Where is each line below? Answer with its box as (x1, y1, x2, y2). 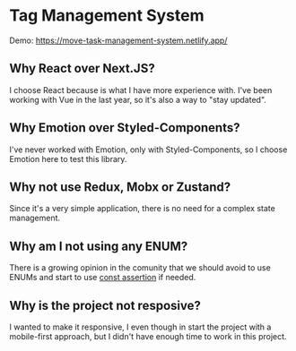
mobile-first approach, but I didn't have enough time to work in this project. (9, 331, 287, 341)
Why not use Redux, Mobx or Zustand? (9, 179, 231, 194)
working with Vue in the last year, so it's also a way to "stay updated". (9, 94, 267, 105)
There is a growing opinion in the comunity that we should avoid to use (9, 262, 271, 273)
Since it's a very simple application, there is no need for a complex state (9, 203, 275, 214)
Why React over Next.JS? (9, 61, 155, 76)
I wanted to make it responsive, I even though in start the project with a (9, 321, 272, 332)
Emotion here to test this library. (9, 153, 127, 164)
